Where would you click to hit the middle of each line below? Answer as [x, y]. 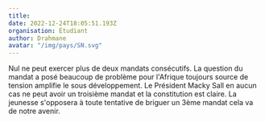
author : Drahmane [37, 38]
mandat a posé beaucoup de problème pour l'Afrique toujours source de [128, 77]
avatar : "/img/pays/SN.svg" [56, 46]
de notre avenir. [34, 111]
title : [19, 16]
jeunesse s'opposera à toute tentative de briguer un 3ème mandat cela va [131, 103]
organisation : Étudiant [48, 31]
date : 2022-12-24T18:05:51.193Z [62, 23]
